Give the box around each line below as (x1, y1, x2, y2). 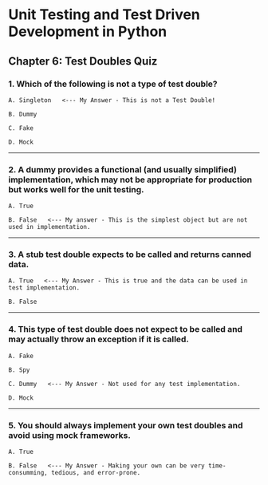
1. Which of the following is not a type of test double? (8, 78, 218, 89)
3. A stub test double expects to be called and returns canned (8, 249, 252, 260)
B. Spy (8, 365, 30, 374)
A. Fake (8, 352, 34, 360)
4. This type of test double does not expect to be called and (8, 324, 243, 335)
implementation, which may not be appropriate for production (8, 174, 253, 185)
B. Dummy (8, 110, 37, 118)
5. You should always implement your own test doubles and (8, 420, 243, 431)
